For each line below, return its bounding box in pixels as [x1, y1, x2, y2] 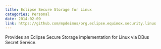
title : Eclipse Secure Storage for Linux [5, 7, 92, 12]
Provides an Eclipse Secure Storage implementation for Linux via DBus [5, 34, 150, 40]
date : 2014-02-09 [5, 16, 41, 21]
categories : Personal [5, 12, 50, 17]
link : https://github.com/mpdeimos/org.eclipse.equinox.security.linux [5, 21, 156, 26]
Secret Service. [5, 40, 37, 46]
